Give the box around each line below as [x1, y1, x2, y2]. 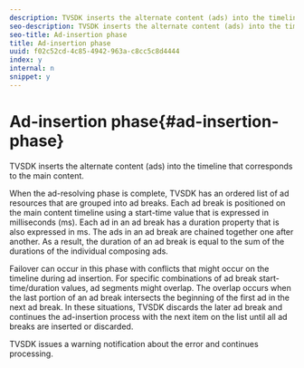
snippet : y [9, 73, 51, 82]
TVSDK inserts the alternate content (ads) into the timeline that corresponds [9, 160, 293, 171]
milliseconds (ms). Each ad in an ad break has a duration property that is [9, 217, 280, 228]
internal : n [9, 64, 54, 73]
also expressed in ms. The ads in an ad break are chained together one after [9, 226, 294, 237]
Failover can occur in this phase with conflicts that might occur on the [9, 263, 270, 274]
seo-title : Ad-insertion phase [9, 30, 128, 39]
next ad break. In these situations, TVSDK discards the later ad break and [9, 301, 283, 313]
